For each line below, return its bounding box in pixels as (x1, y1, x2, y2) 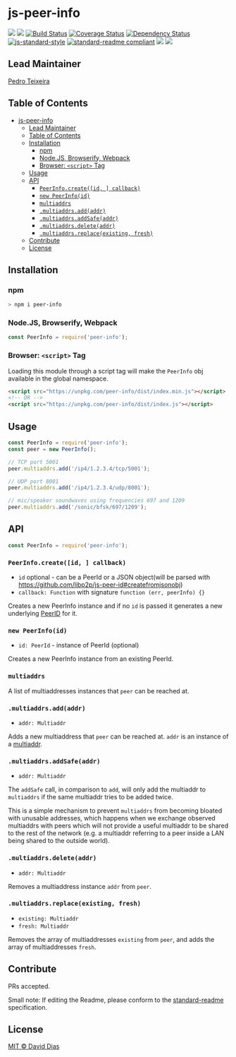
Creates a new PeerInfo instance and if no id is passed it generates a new (8, 602, 223, 610)
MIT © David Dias (8, 1042, 60, 1051)
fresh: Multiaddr (18, 923, 70, 930)
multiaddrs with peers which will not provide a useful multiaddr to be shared (8, 821, 229, 830)
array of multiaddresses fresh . (8, 943, 97, 951)
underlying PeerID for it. (8, 609, 78, 618)
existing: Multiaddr (18, 915, 79, 922)
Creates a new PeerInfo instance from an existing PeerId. (8, 655, 174, 663)
